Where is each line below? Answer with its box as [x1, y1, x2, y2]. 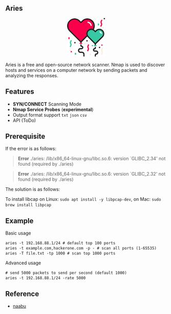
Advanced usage [5, 260, 41, 266]
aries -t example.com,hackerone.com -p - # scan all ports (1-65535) [5, 246, 157, 251]
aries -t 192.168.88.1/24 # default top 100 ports [5, 241, 116, 246]
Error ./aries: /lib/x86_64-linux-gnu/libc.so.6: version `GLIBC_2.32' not [17, 171, 166, 177]
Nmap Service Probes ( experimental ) [12, 106, 94, 112]
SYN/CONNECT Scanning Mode [12, 101, 82, 107]
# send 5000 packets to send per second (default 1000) [5, 270, 127, 276]
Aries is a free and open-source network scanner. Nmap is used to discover [5, 61, 165, 68]
